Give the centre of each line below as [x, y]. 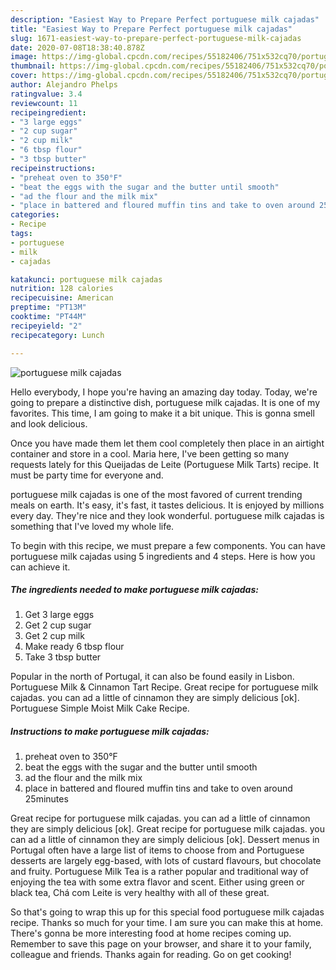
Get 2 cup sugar [58, 625]
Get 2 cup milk [54, 636]
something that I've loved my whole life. [92, 526]
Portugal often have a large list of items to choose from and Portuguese [157, 850]
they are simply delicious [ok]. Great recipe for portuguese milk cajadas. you [168, 829]
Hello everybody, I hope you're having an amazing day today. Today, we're [164, 392]
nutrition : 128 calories [62, 289]
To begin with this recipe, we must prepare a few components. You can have [168, 545]
